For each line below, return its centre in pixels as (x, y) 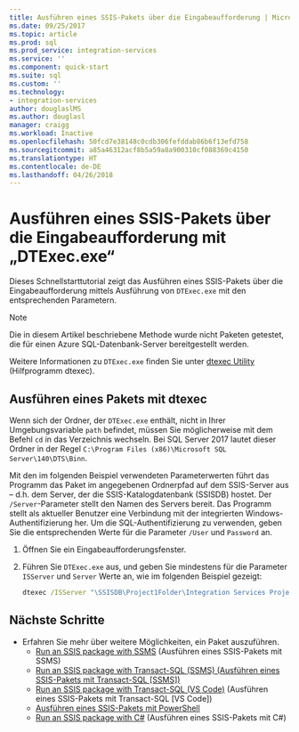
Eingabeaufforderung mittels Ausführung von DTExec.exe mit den (128, 291)
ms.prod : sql (33, 42)
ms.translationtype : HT (53, 158)
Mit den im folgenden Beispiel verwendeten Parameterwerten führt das (139, 476)
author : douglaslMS (45, 109)
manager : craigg (39, 126)
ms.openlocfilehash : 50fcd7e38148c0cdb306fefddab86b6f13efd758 (129, 142)
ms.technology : (37, 92)
